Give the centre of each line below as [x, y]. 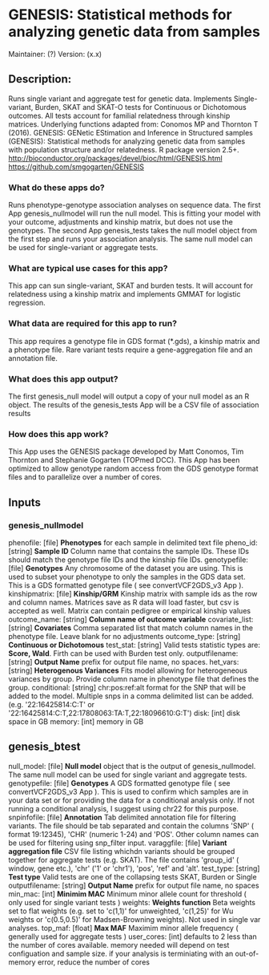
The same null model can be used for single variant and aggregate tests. [128, 775]
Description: [40, 79]
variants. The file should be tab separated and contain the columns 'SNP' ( [131, 825]
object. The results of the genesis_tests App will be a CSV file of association [134, 405]
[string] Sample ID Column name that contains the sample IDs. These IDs [129, 551]
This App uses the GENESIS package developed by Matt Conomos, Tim [126, 451]
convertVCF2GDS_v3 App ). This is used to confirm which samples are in [128, 791]
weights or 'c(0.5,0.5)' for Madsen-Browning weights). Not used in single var [134, 919]
